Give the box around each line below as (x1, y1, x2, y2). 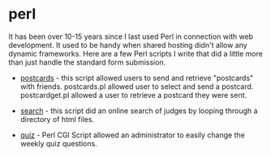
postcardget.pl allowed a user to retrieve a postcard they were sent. (19, 90, 247, 99)
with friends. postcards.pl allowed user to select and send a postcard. (19, 82, 254, 91)
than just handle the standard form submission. (8, 57, 166, 67)
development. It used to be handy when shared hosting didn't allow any (8, 40, 247, 49)
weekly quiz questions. (19, 138, 97, 148)
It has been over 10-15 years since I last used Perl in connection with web (8, 32, 254, 41)
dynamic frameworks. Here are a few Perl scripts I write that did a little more (8, 48, 264, 58)
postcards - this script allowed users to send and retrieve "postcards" (19, 73, 254, 82)
